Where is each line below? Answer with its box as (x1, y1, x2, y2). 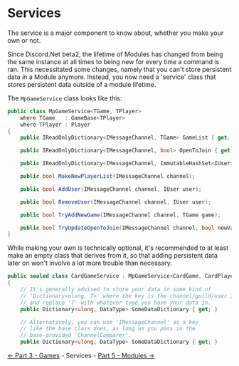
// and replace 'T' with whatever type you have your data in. (20, 299, 212, 306)
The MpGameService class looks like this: (7, 94, 122, 103)
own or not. (7, 36, 41, 44)
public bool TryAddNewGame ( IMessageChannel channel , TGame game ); (20, 211, 221, 219)
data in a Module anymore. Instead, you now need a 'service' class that (7, 73, 216, 81)
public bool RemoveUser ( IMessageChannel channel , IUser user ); (20, 198, 212, 206)
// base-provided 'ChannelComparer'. (20, 332, 132, 339)
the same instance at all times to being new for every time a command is (7, 57, 220, 66)
